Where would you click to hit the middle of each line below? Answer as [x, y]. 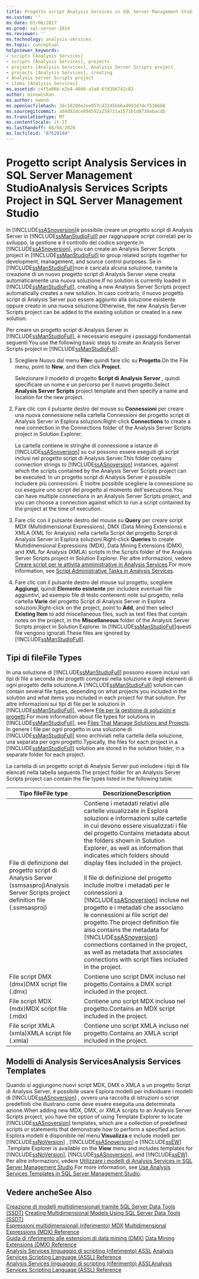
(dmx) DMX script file [38, 984]
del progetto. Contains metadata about [137, 833]
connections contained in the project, [136, 945]
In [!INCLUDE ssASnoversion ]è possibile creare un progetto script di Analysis [99, 230]
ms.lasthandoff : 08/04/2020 [41, 128]
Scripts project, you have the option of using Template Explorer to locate [94, 1117]
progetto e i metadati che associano [134, 907]
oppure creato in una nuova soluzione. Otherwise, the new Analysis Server [96, 305]
